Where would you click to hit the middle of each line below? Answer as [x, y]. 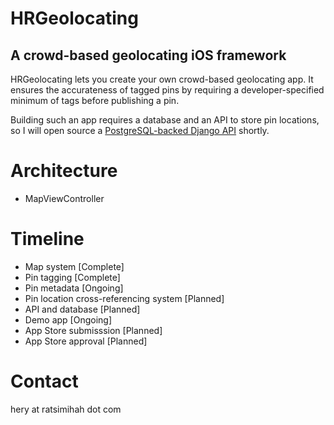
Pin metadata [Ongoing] [74, 288]
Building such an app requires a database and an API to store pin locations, [165, 120]
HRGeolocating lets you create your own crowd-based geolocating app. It [162, 79]
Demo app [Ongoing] [68, 319]
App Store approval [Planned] [86, 341]
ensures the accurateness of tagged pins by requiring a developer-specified [167, 90]
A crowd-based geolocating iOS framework [148, 55]
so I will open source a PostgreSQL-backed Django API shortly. [140, 130]
